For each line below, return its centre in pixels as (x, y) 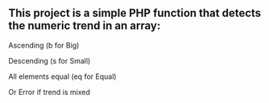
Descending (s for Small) (50, 60)
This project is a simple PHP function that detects (135, 13)
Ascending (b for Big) (44, 45)
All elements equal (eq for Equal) (62, 76)
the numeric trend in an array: (85, 26)
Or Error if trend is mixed (49, 92)
